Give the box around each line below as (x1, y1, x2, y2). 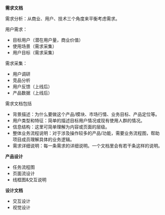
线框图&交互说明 (12, 177, 47, 183)
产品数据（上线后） (12, 90, 53, 96)
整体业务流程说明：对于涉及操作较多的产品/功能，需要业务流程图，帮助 (12, 130, 160, 136)
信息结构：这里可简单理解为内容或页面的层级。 (12, 124, 110, 130)
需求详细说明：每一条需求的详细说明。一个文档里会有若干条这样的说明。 (12, 143, 162, 149)
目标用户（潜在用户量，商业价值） (12, 37, 84, 43)
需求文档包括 (5, 101, 32, 106)
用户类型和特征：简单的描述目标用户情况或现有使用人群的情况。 (12, 118, 145, 123)
